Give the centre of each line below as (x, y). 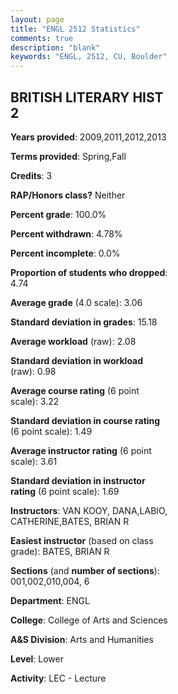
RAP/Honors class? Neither (68, 195)
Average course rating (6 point (75, 390)
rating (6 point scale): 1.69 (65, 491)
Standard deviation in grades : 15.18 (84, 322)
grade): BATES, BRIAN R (60, 551)
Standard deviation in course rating (85, 420)
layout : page (37, 19)
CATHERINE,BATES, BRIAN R (70, 521)
